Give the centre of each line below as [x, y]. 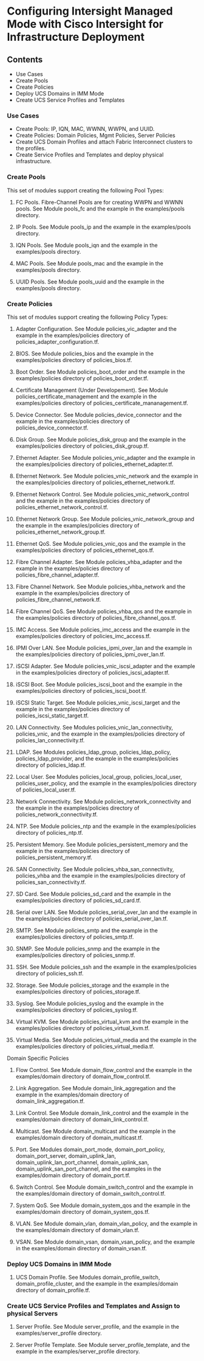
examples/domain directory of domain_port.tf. [73, 1175]
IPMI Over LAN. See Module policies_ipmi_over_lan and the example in [104, 648]
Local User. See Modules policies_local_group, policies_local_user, [99, 776]
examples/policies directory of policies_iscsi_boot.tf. [81, 691]
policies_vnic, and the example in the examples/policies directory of [100, 734]
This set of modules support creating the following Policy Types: [87, 317]
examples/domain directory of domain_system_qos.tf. [83, 1211]
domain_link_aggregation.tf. [50, 1101]
